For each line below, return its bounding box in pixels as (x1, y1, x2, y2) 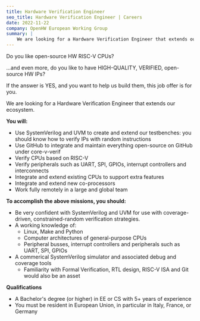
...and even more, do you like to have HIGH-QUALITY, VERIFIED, (6, 64, 163, 71)
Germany (14, 308, 37, 315)
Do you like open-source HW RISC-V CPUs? (6, 53, 114, 59)
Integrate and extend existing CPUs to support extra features (14, 174, 165, 180)
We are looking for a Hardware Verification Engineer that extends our (6, 100, 176, 107)
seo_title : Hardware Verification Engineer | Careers (6, 14, 143, 20)
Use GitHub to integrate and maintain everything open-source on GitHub (14, 142, 193, 149)
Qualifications (6, 284, 42, 291)
